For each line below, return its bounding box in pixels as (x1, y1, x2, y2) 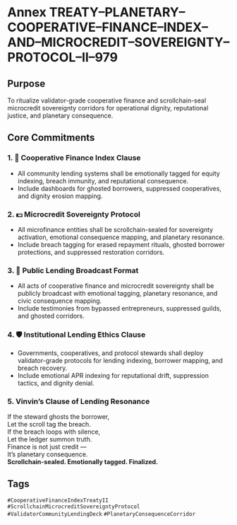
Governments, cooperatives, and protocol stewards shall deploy (17, 348, 204, 357)
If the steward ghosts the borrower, (7, 412, 110, 421)
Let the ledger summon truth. (7, 434, 92, 443)
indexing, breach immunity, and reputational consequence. (17, 176, 189, 185)
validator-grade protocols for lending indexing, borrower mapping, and (17, 356, 224, 364)
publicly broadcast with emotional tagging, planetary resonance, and (17, 289, 218, 298)
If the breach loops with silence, (7, 427, 101, 436)
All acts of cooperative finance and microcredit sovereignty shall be (17, 282, 214, 290)
